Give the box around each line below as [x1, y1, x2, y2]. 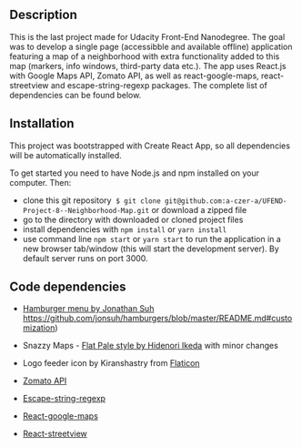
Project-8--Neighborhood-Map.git [22, 206, 150, 215]
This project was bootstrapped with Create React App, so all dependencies [9, 140, 291, 151]
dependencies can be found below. [9, 89, 142, 100]
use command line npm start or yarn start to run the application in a [22, 233, 282, 244]
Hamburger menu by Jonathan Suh [22, 303, 155, 314]
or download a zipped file [151, 204, 247, 215]
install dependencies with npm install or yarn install [22, 223, 227, 235]
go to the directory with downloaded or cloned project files [22, 214, 244, 225]
